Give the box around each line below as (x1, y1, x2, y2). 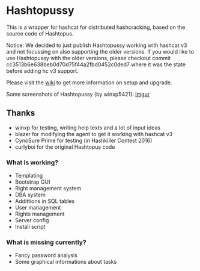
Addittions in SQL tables (14, 198, 75, 205)
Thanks (6, 108, 35, 118)
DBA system (14, 191, 46, 199)
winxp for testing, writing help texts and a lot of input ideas (14, 124, 161, 131)
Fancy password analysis (14, 252, 78, 259)
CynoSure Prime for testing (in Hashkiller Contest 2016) (14, 137, 153, 144)
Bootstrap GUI (14, 178, 50, 185)
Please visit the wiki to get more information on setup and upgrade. (6, 79, 172, 86)
